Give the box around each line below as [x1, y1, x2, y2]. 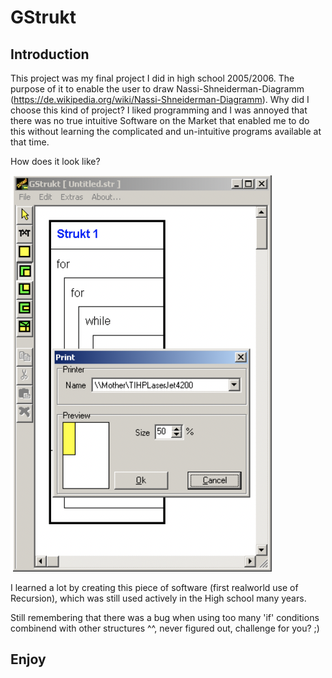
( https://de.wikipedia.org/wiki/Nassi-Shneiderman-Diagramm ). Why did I [10, 94, 310, 105]
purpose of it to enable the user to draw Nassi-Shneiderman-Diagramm [10, 83, 305, 95]
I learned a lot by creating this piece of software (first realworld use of [10, 582, 299, 593]
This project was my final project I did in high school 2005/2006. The [10, 72, 295, 84]
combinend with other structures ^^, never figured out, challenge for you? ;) [10, 622, 320, 634]
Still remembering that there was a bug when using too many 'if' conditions [10, 612, 320, 623]
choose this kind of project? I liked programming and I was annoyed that [10, 104, 308, 116]
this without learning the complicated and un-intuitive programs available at [10, 126, 322, 137]
